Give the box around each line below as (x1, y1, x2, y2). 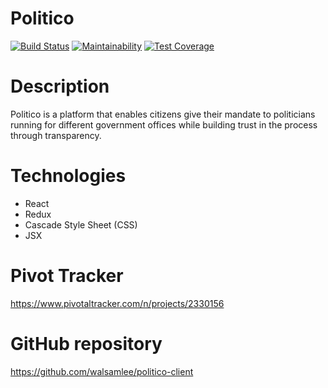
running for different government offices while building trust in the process (10, 118, 318, 131)
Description (10, 75, 110, 98)
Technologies (10, 165, 127, 187)
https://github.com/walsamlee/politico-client (10, 365, 194, 377)
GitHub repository (10, 332, 163, 355)
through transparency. (10, 129, 102, 141)
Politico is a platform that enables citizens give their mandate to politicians (10, 108, 316, 120)
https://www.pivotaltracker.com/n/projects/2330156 (10, 297, 225, 309)
